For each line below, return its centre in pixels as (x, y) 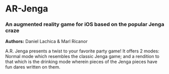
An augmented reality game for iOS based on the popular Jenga (85, 24)
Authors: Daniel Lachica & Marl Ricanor (46, 41)
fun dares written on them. (33, 67)
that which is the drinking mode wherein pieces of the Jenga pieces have (81, 62)
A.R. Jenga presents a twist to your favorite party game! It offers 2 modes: (82, 51)
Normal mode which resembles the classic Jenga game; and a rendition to (82, 56)
